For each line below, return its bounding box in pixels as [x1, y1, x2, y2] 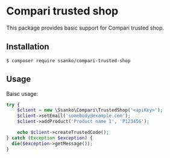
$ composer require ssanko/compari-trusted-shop [6, 57, 131, 64]
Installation [6, 42, 49, 52]
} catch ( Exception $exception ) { [6, 134, 93, 141]
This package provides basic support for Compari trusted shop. [6, 24, 165, 31]
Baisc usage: [6, 90, 39, 97]
